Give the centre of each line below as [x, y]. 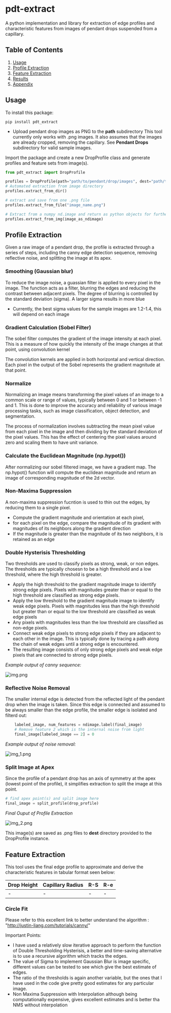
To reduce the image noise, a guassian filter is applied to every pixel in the [83, 282]
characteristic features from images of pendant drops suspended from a [81, 28]
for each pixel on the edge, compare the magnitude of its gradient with [87, 523]
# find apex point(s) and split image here [52, 799]
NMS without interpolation [40, 1005]
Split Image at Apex [30, 767]
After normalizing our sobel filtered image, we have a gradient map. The [81, 467]
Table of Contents [34, 50]
